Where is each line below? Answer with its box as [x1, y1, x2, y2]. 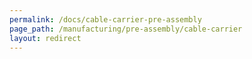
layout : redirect [9, 33, 82, 43]
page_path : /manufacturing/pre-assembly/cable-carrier [9, 24, 243, 34]
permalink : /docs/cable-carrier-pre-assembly [9, 14, 202, 25]
